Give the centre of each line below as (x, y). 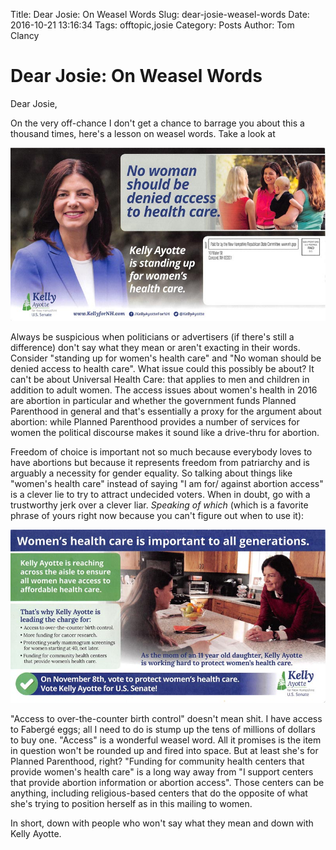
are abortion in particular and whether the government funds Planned (153, 401)
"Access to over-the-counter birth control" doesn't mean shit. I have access (166, 718)
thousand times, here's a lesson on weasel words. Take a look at (143, 133)
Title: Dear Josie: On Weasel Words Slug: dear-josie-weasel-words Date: (160, 14)
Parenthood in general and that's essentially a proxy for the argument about (166, 411)
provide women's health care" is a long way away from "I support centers (162, 771)
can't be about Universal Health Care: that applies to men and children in (160, 380)
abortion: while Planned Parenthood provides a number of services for (155, 422)
